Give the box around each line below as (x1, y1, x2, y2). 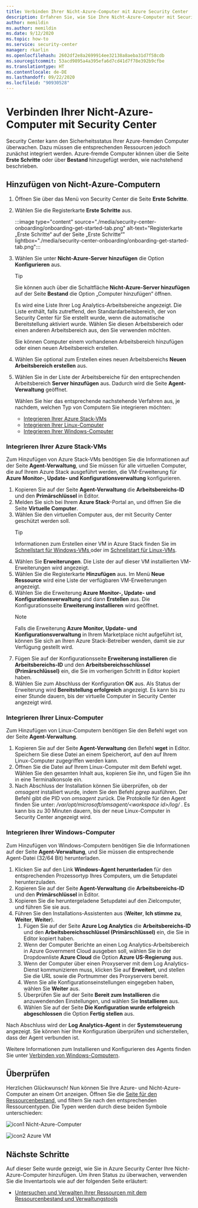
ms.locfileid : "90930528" (6, 80, 70, 86)
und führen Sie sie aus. (14, 903, 71, 911)
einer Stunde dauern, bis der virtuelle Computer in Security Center (14, 693, 176, 700)
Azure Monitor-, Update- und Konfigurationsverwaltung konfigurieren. (6, 474, 181, 482)
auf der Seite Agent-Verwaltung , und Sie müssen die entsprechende (6, 848, 174, 855)
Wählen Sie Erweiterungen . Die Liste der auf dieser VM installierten (14, 558, 180, 565)
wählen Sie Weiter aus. (23, 985, 80, 992)
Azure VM (27, 1132, 51, 1140)
